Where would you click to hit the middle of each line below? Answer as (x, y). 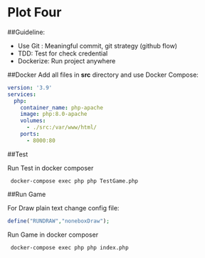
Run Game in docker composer (53, 235)
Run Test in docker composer (51, 168)
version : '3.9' (30, 87)
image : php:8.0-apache (54, 114)
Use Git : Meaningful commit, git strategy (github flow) (98, 45)
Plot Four (35, 12)
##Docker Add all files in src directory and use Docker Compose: (103, 75)
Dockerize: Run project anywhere (67, 60)
